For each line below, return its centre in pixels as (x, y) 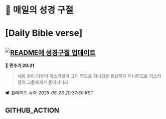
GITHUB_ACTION (32, 110)
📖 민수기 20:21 (20, 65)
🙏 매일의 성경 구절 (39, 10)
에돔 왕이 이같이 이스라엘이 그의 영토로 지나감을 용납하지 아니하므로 (83, 76)
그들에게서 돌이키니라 (48, 82)
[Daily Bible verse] (44, 33)
